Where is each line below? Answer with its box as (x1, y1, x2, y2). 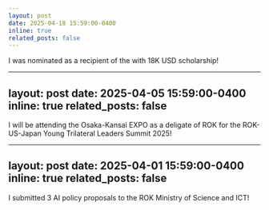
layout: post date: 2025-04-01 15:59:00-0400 (8, 159, 244, 172)
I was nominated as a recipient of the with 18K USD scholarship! (8, 56, 219, 65)
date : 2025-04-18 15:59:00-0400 (8, 19, 116, 27)
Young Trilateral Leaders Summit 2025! (42, 129, 172, 138)
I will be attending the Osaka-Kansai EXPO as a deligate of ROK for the (8, 121, 242, 130)
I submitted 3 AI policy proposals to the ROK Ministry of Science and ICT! (8, 192, 250, 202)
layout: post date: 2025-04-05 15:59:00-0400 (8, 86, 247, 100)
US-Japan (8, 129, 42, 138)
